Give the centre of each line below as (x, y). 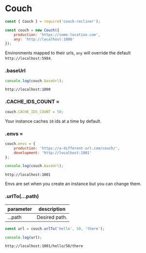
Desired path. (52, 217)
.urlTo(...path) (22, 196)
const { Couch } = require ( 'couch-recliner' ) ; (53, 21)
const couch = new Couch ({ (32, 30)
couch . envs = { (20, 144)
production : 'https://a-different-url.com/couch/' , (67, 148)
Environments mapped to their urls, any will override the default (68, 53)
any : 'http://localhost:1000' (44, 39)
